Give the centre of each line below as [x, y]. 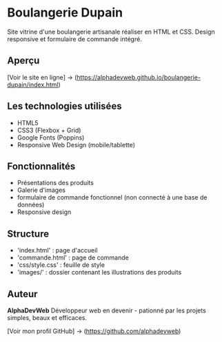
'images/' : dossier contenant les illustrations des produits [99, 272]
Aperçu [23, 61]
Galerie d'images [41, 190]
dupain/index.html [33, 85]
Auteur [22, 294]
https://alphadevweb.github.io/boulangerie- [139, 77]
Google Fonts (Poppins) [51, 137]
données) [31, 205]
